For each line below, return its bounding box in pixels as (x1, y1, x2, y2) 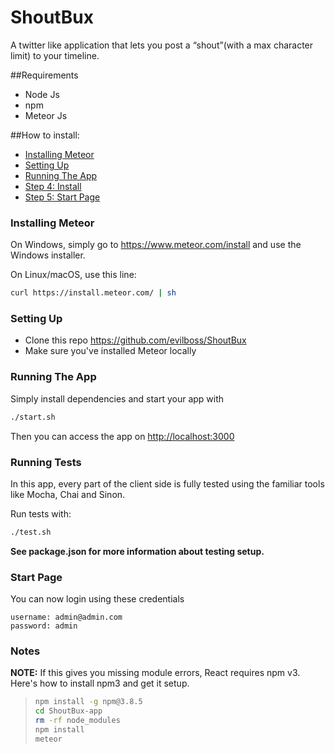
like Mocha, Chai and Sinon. (10, 488, 126, 500)
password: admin (10, 621, 78, 631)
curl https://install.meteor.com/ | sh (10, 288, 177, 298)
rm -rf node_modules (34, 716, 121, 726)
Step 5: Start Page (24, 191, 101, 203)
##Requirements (10, 69, 79, 81)
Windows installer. (10, 249, 86, 261)
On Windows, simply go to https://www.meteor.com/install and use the (10, 239, 302, 251)
